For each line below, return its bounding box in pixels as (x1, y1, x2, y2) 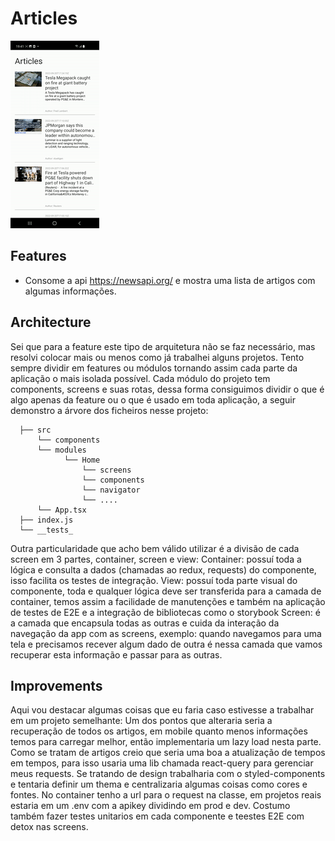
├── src (19, 425, 52, 435)
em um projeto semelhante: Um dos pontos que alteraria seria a (10, 715, 273, 727)
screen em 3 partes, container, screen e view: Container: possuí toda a (10, 553, 302, 565)
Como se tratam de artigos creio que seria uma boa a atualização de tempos (10, 747, 326, 759)
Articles (10, 7, 78, 30)
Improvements (10, 677, 103, 694)
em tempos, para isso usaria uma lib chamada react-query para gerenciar (10, 757, 314, 769)
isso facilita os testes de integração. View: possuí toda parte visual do (10, 574, 298, 586)
